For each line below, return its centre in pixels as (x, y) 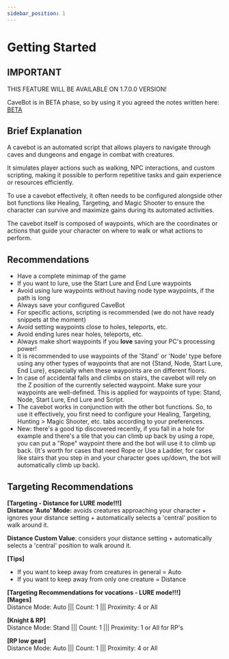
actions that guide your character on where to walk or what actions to (105, 231)
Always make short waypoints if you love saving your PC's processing (116, 341)
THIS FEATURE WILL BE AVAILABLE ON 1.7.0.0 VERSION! (87, 89)
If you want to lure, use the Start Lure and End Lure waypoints (104, 283)
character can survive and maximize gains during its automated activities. (111, 210)
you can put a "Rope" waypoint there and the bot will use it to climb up (116, 443)
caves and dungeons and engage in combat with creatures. (91, 155)
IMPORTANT (34, 73)
